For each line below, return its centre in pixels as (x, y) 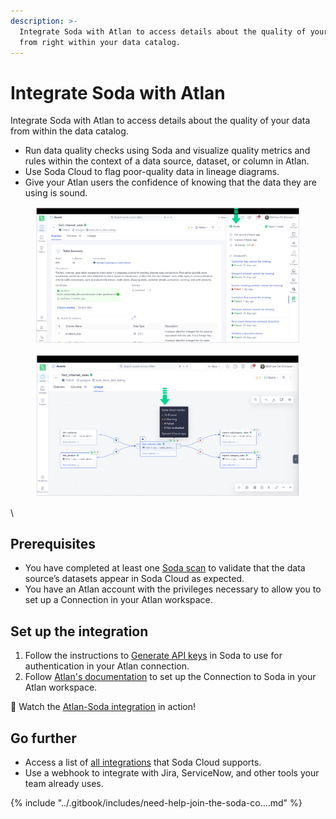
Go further (43, 738)
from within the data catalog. (69, 131)
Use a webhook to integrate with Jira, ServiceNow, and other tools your (172, 773)
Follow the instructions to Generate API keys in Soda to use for (153, 656)
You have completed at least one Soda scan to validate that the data (165, 568)
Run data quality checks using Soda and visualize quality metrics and (167, 151)
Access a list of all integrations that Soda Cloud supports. (143, 762)
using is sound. (56, 193)
